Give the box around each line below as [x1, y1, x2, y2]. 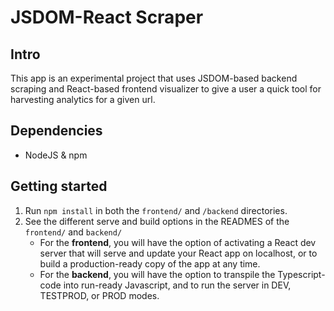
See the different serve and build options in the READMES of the [24, 215, 290, 227]
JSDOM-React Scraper [10, 6, 204, 29]
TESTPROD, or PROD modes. [39, 289, 160, 301]
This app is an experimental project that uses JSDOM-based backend [10, 72, 298, 84]
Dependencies [10, 122, 103, 140]
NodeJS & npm [24, 149, 88, 161]
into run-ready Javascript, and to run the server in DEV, [63, 279, 292, 291]
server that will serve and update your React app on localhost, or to [39, 247, 318, 259]
